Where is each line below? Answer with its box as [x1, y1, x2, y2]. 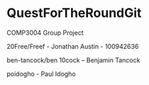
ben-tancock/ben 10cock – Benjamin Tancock [6, 55, 140, 64]
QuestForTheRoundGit [6, 5, 142, 21]
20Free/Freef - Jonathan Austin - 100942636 [6, 42, 139, 50]
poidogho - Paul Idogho [6, 69, 76, 78]
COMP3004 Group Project [6, 28, 84, 37]
